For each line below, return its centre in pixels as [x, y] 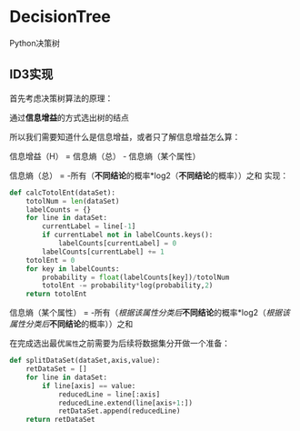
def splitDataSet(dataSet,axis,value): [85, 361]
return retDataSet [60, 420]
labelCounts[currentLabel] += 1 [104, 252]
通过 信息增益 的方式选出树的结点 [69, 117]
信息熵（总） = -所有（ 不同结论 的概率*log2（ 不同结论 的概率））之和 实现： [149, 175]
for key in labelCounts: [73, 269]
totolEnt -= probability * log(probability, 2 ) [128, 286]
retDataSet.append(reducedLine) [119, 411]
